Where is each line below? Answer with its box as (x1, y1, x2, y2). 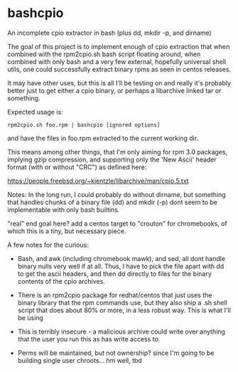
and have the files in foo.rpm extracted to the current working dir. (7, 134, 199, 142)
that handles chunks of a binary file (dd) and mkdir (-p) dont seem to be (7, 198, 218, 206)
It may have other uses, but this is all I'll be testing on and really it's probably (7, 78, 232, 87)
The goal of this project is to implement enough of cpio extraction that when (7, 42, 230, 51)
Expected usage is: (7, 107, 63, 116)
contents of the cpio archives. (17, 277, 105, 285)
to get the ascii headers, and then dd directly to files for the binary (17, 269, 212, 278)
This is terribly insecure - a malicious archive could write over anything (17, 327, 226, 336)
